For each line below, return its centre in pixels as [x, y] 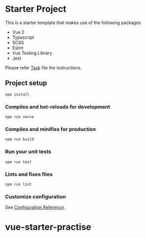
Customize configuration [36, 196]
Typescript [23, 37]
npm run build [20, 139]
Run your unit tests [28, 152]
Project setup [26, 83]
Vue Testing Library [32, 53]
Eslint [18, 48]
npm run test [18, 162]
